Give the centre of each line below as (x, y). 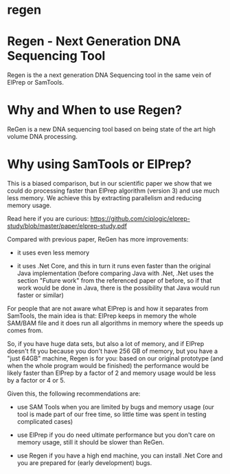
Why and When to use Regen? (95, 110)
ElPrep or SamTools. (35, 83)
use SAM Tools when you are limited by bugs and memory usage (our (116, 407)
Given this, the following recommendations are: (74, 394)
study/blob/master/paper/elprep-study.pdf (67, 226)
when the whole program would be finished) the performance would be (108, 366)
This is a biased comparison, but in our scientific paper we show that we (110, 183)
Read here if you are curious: (48, 218)
